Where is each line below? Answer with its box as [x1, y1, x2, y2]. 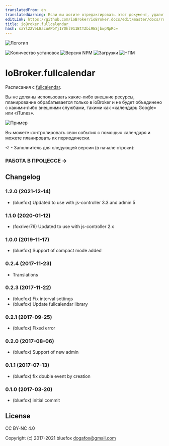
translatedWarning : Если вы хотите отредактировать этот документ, [5, 12, 150, 17]
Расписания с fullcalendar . [5, 84, 62, 90]
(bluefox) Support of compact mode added [12, 248, 102, 254]
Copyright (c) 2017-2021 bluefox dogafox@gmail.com [5, 435, 116, 441]
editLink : [5, 17, 26, 22]
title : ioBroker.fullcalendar [5, 21, 69, 27]
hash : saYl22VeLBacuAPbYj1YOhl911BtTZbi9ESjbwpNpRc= [5, 26, 118, 31]
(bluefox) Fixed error [12, 325, 55, 331]
